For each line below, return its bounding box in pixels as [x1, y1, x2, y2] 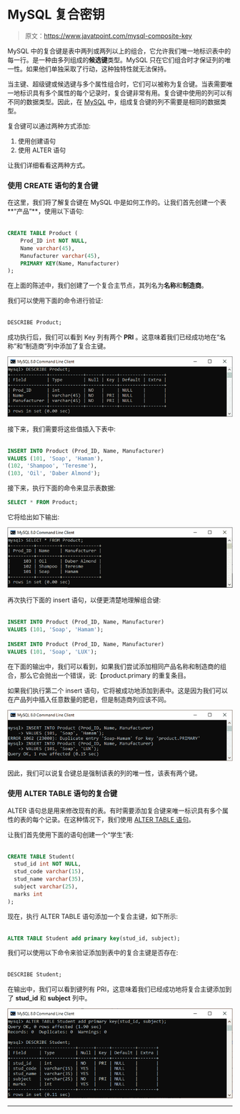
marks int [14, 890, 43, 898]
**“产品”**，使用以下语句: [7, 207, 84, 216]
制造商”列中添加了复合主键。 [25, 342, 110, 351]
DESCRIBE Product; [7, 319, 62, 326]
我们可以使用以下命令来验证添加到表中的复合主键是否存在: [7, 948, 179, 957]
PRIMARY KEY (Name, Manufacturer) [20, 260, 120, 267]
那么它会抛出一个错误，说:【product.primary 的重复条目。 [19, 671, 191, 680]
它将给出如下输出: [7, 513, 60, 521]
